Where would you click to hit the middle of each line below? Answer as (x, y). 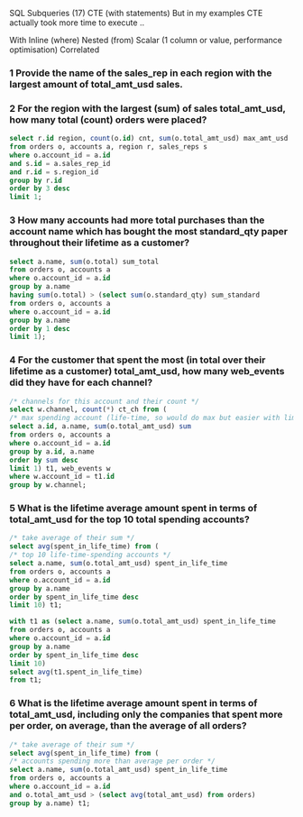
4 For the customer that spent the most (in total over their (138, 360)
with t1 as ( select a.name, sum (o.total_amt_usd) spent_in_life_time (143, 621)
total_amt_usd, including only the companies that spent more (146, 714)
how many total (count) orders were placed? (108, 119)
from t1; (26, 680)
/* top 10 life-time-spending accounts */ (90, 555)
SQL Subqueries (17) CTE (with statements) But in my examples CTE (136, 13)
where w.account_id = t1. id (62, 477)
